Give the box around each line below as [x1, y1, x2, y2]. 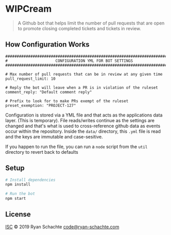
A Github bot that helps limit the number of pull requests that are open [17, 20, 165, 26]
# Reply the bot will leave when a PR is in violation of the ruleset [5, 85, 158, 90]
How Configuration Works [5, 40, 90, 49]
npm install [5, 182, 31, 187]
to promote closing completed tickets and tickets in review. [17, 25, 141, 31]
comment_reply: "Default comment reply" [5, 89, 93, 95]
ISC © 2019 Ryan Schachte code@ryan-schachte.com [5, 223, 120, 230]
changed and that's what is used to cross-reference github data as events [5, 123, 160, 129]
